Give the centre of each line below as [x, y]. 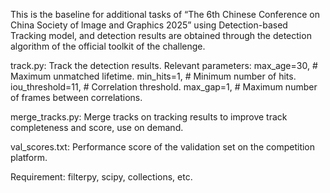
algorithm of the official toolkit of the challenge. [108, 46]
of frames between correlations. [76, 97]
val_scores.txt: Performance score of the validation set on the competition [163, 147]
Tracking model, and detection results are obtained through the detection [161, 35]
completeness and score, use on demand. [97, 127]
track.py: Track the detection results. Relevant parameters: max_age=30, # [164, 65]
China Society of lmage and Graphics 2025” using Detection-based [149, 25]
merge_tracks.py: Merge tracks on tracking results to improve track [149, 117]
